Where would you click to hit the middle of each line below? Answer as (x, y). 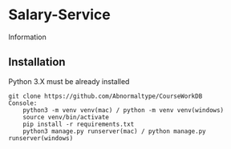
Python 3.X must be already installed (69, 81)
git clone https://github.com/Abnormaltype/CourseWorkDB (105, 96)
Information (27, 37)
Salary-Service (59, 15)
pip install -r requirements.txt (79, 124)
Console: (23, 103)
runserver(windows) (41, 138)
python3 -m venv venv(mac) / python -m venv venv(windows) (124, 110)
